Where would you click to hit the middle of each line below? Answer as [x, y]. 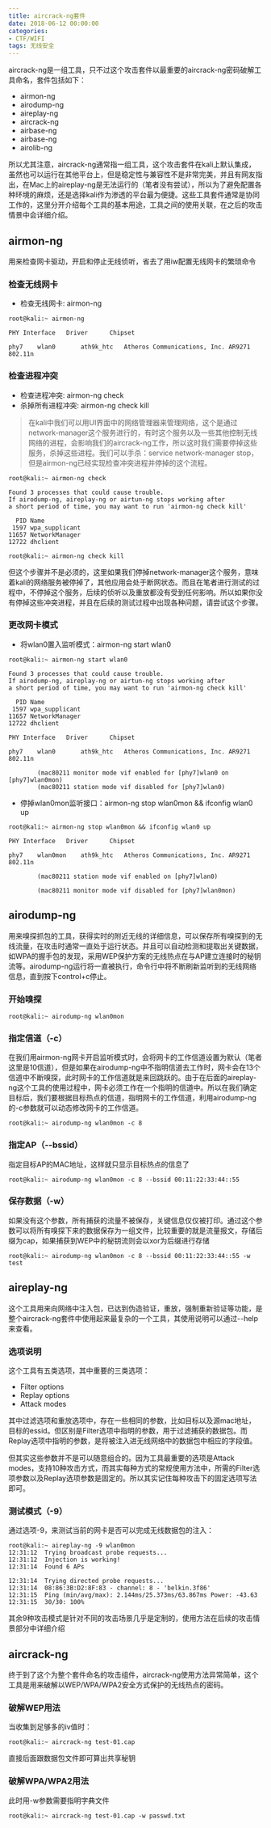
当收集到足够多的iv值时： [50, 1727]
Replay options [45, 1395]
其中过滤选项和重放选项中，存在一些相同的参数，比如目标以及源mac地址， [132, 1421]
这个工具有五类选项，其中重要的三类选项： [79, 1370]
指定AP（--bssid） [46, 1145]
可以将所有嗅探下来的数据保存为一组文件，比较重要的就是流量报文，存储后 [139, 1231]
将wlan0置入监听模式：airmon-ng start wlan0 [96, 644]
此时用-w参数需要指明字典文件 [59, 1801]
